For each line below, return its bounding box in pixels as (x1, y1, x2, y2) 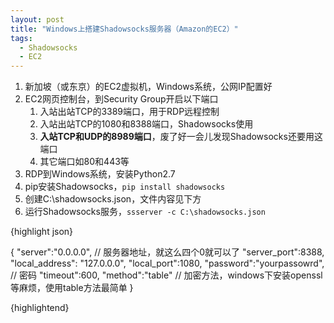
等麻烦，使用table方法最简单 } (10, 282, 134, 294)
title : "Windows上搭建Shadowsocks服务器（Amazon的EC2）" (10, 24, 239, 34)
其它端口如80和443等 (39, 156, 130, 168)
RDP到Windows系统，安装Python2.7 (24, 168, 176, 180)
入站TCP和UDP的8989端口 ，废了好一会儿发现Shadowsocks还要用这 (39, 131, 323, 143)
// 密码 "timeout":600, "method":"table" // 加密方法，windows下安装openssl (10, 269, 323, 281)
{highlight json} (10, 226, 74, 238)
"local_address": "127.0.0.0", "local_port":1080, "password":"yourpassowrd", (10, 257, 325, 270)
